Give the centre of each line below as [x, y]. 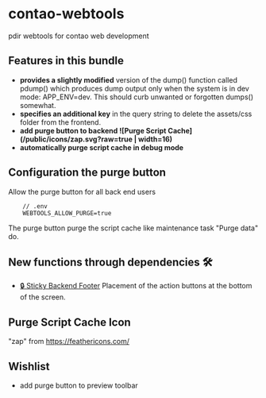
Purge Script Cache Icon [69, 322]
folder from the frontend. [60, 122]
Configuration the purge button [87, 173]
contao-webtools [66, 14]
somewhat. [38, 105]
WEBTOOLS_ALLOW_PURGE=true [67, 213]
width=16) [155, 139]
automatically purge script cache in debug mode [102, 147]
